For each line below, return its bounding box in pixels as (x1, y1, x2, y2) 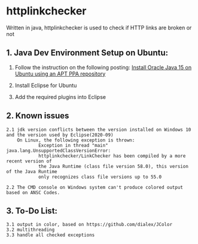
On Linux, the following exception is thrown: (17, 137, 135, 143)
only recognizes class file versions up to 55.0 (38, 174, 162, 180)
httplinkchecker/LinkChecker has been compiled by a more (38, 153, 186, 159)
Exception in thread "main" (38, 142, 109, 148)
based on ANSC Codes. (6, 189, 60, 195)
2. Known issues (6, 111, 69, 121)
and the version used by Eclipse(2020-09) (6, 132, 114, 138)
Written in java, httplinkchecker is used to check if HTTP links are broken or (6, 24, 192, 31)
